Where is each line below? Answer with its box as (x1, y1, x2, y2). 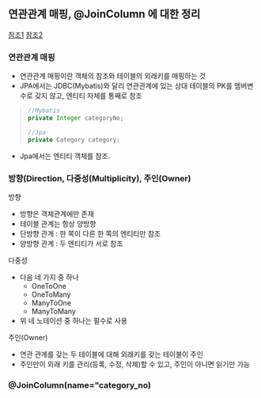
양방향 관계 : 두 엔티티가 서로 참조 (19, 238, 123, 248)
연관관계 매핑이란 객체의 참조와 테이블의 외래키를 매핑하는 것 (19, 71, 206, 81)
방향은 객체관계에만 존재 (19, 209, 95, 218)
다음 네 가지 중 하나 (19, 272, 79, 282)
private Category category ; (27, 135, 120, 144)
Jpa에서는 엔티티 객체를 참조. (19, 151, 111, 161)
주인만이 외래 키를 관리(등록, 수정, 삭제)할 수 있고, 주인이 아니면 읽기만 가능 (19, 359, 251, 369)
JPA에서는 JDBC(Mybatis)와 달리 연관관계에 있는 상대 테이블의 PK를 (19, 81, 233, 91)
